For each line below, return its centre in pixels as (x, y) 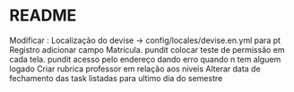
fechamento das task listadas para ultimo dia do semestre (116, 78)
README (43, 16)
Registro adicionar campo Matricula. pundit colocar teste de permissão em (147, 49)
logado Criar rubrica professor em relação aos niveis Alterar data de (135, 69)
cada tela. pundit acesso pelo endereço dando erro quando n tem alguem (145, 59)
